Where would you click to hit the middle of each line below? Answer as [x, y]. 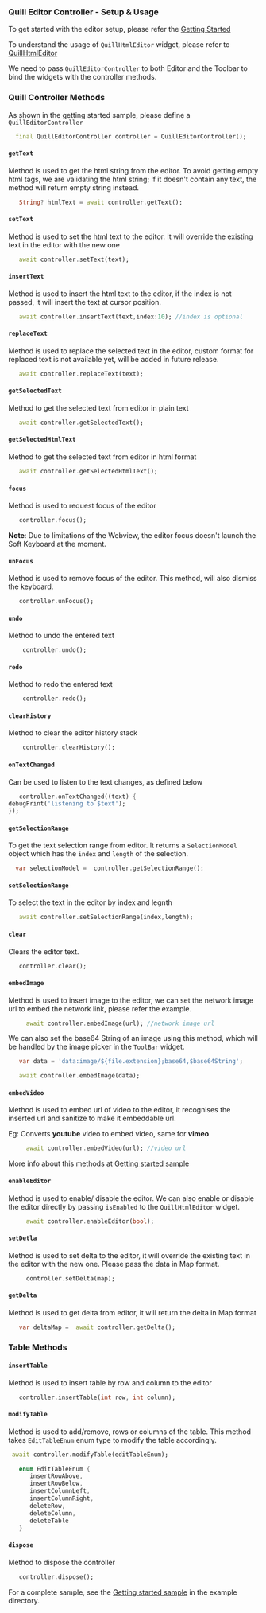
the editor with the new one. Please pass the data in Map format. [114, 1264]
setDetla [23, 1238]
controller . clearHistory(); [69, 748]
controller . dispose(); [56, 1577]
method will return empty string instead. [73, 187]
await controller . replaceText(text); [81, 374]
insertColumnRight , [61, 1498]
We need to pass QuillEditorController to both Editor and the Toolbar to [128, 68]
